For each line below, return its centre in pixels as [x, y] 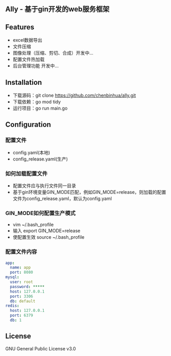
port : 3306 [22, 296]
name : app [20, 268]
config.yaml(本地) [31, 152]
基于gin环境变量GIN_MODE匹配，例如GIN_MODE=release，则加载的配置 [89, 192]
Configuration [28, 125]
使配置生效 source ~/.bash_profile [49, 237]
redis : [12, 306]
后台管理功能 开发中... [36, 66]
